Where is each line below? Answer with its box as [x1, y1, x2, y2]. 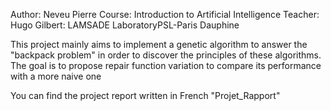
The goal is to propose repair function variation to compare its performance [10, 60, 322, 71]
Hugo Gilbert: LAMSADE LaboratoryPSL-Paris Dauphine [10, 19, 240, 31]
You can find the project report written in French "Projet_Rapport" [10, 90, 281, 101]
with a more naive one [10, 70, 102, 82]
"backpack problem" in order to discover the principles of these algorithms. [10, 49, 322, 61]
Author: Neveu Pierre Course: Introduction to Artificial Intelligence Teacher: [10, 9, 320, 20]
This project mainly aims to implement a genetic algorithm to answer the [10, 39, 308, 50]
